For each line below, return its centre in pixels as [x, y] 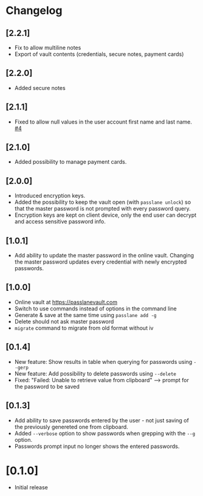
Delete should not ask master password [64, 321]
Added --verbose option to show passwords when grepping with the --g [105, 433]
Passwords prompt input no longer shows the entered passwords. [97, 446]
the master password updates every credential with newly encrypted [101, 262]
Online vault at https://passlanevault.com [66, 302]
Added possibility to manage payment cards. [71, 162]
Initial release [31, 487]
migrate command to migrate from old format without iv [84, 328]
